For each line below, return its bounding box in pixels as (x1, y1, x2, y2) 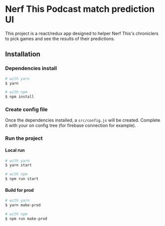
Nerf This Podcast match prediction (5, 3, 155, 15)
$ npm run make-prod (5, 216, 48, 221)
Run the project (5, 135, 43, 142)
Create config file (5, 106, 48, 113)
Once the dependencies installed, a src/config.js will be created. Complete (5, 117, 161, 123)
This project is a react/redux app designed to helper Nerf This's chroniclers (5, 30, 159, 36)
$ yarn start (5, 163, 32, 168)
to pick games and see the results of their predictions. (5, 36, 115, 42)
